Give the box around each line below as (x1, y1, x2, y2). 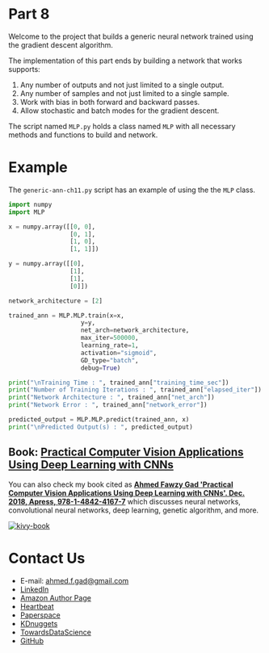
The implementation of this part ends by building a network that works (8, 56, 242, 65)
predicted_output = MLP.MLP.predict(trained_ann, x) (8, 416, 190, 424)
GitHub (19, 635, 44, 646)
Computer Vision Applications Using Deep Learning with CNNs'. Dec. (8, 488, 245, 497)
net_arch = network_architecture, (80, 326, 190, 335)
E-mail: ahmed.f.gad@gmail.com (19, 576, 129, 585)
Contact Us (8, 549, 86, 567)
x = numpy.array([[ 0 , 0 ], (8, 223, 95, 231)
